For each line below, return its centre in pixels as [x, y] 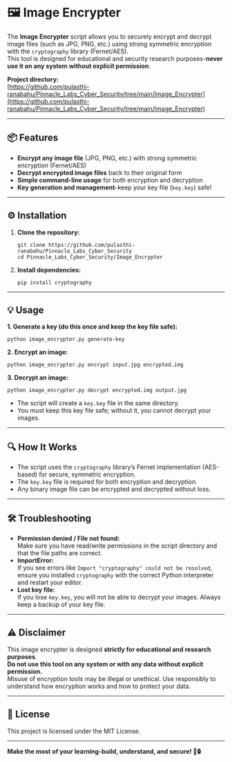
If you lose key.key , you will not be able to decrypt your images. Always [119, 597]
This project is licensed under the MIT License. [74, 731]
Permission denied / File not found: [68, 538]
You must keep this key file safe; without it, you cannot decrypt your [114, 411]
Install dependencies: [49, 270]
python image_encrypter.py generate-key [66, 340]
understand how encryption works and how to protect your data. [99, 686]
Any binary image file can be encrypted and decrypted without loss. [114, 489]
